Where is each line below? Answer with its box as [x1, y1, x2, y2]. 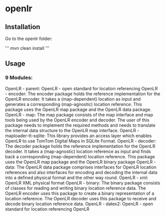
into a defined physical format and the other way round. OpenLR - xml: [5, 175, 149, 181]
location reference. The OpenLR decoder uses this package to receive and [5, 195, 157, 201]
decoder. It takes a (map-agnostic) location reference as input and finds [5, 148, 151, 154]
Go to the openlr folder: [5, 36, 53, 41]
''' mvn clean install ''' [5, 45, 50, 51]
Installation [5, 23, 40, 31]
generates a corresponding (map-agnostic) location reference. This [5, 101, 142, 107]
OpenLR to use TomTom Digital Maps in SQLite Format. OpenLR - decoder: [5, 138, 157, 144]
